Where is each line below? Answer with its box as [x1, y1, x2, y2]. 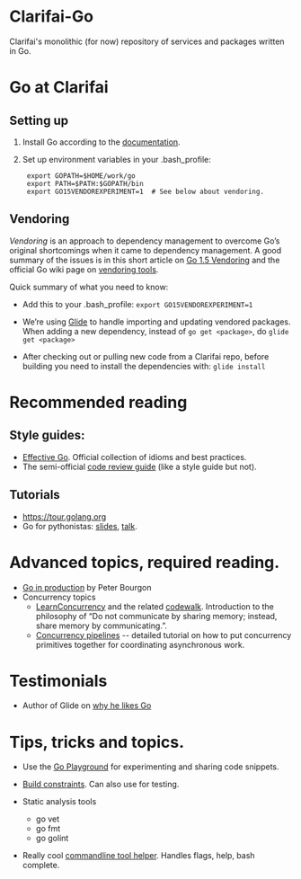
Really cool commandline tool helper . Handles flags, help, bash [22, 850, 255, 861]
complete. [22, 860, 60, 871]
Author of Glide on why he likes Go [22, 700, 152, 711]
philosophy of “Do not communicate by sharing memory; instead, [35, 610, 278, 621]
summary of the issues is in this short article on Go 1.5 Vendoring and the [9, 254, 280, 265]
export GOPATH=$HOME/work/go [26, 171, 137, 181]
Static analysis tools [22, 796, 97, 807]
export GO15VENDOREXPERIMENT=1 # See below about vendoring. [26, 187, 265, 196]
